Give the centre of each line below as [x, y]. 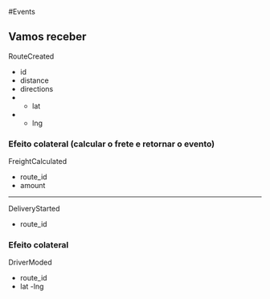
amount [33, 186]
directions [37, 88]
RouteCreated [31, 56]
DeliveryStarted [34, 209]
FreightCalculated [38, 162]
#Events [22, 12]
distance [35, 80]
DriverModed [30, 262]
